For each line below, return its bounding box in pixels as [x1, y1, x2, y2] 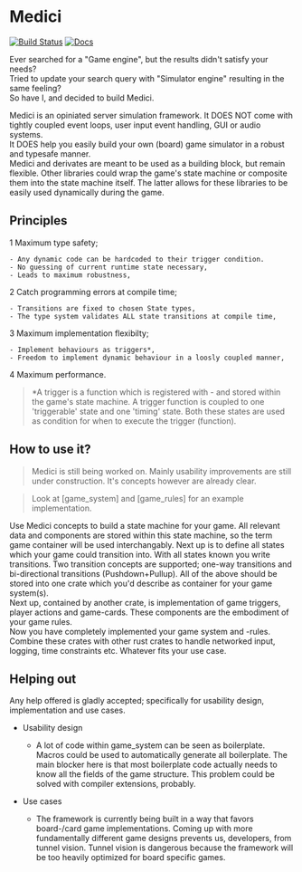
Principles [9, 213, 68, 228]
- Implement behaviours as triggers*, [9, 345, 156, 354]
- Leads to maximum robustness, [9, 270, 131, 280]
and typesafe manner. [9, 148, 91, 159]
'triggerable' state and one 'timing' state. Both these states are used [31, 406, 286, 417]
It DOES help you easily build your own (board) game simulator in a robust [9, 139, 285, 149]
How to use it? [9, 442, 91, 457]
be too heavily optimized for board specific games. [35, 852, 226, 863]
